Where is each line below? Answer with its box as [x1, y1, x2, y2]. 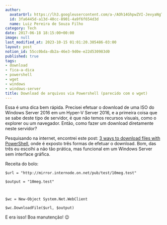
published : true [5, 53, 39, 59]
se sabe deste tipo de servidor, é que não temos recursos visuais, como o [5, 115, 157, 121]
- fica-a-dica [5, 68, 35, 73]
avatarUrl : [9, 12, 32, 17]
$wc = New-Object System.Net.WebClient [5, 197, 88, 202]
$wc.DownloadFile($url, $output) [5, 206, 75, 211]
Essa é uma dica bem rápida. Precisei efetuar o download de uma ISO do [5, 104, 155, 110]
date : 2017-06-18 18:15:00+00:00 [5, 30, 75, 35]
